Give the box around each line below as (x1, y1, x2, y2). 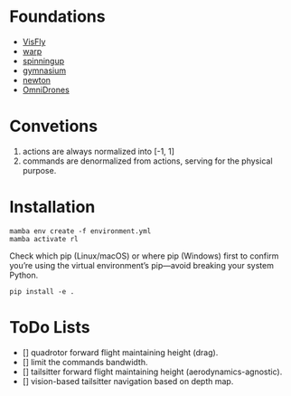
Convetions (9, 116, 98, 137)
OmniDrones (22, 84, 70, 95)
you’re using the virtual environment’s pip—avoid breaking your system (9, 259, 274, 270)
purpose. (22, 165, 57, 175)
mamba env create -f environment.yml (9, 226, 152, 236)
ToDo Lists (9, 317, 90, 337)
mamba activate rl (9, 234, 79, 243)
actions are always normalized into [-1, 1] (22, 146, 174, 156)
